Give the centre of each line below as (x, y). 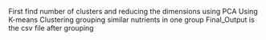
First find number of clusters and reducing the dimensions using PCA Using (133, 11)
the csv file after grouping (51, 28)
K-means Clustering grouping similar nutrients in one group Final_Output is (131, 20)
